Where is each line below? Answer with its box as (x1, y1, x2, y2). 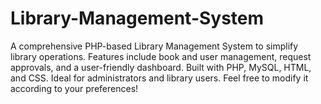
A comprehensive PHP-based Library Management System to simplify (10, 40, 299, 52)
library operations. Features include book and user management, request (10, 50, 312, 62)
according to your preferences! (10, 82, 139, 94)
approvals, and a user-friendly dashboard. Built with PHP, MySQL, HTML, (10, 61, 312, 73)
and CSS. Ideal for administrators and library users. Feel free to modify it (10, 72, 309, 84)
